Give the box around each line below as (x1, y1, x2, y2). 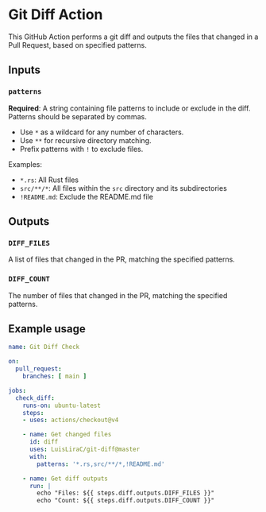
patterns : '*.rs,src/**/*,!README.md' (37, 460, 165, 468)
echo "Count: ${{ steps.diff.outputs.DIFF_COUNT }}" (37, 497, 215, 505)
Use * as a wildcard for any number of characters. (19, 127, 184, 137)
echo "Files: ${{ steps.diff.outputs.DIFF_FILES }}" (37, 489, 215, 498)
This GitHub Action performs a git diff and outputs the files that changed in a (8, 32, 259, 41)
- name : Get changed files (22, 431, 112, 439)
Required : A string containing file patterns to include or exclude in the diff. (8, 103, 251, 113)
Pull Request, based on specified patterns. (8, 40, 147, 49)
